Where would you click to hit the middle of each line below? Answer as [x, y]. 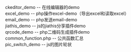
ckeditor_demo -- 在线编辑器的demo [42, 7]
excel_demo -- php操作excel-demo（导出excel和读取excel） [67, 13]
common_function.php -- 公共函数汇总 [44, 38]
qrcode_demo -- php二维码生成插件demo [48, 32]
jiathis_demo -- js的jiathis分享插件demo [45, 26]
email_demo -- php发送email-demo [41, 20]
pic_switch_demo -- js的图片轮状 [38, 44]
